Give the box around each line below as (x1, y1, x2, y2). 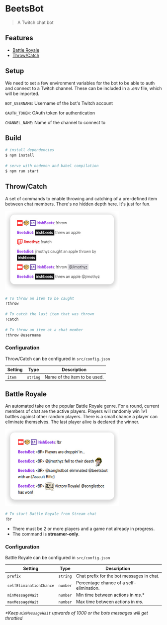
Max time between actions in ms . (76, 599, 143, 605)
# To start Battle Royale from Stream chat (5, 511, 97, 516)
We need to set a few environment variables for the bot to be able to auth (5, 80, 155, 86)
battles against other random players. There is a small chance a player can (5, 413, 158, 419)
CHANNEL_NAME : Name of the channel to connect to (5, 119, 106, 125)
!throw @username (5, 333, 41, 338)
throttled (5, 615, 23, 621)
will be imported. (5, 90, 40, 96)
